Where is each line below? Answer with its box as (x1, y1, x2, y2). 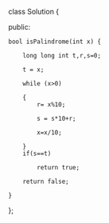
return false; (22, 177, 69, 185)
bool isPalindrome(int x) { (8, 38, 102, 46)
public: (8, 22, 31, 31)
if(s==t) (22, 149, 52, 157)
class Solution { (8, 7, 60, 16)
